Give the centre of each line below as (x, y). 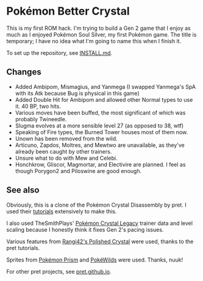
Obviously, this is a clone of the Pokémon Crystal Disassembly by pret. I (97, 205)
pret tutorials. (23, 247)
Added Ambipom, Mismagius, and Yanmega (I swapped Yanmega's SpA (105, 87)
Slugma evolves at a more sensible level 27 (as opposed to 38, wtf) (99, 126)
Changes (24, 72)
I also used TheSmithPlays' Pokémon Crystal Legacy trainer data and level (100, 223)
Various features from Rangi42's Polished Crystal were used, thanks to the (100, 241)
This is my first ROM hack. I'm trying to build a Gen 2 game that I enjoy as (98, 28)
